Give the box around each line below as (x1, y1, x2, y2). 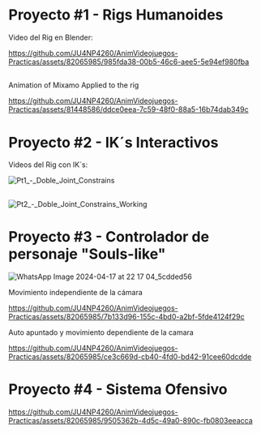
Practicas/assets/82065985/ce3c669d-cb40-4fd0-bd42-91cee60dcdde (8, 351, 252, 362)
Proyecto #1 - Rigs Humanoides (8, 6, 224, 24)
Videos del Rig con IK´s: (8, 160, 88, 169)
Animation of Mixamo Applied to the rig (8, 80, 139, 90)
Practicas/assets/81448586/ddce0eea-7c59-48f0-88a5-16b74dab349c (8, 105, 249, 114)
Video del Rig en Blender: (8, 32, 93, 42)
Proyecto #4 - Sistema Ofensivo (8, 379, 228, 398)
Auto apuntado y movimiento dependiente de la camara (8, 327, 195, 337)
